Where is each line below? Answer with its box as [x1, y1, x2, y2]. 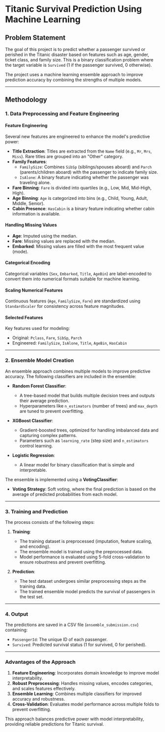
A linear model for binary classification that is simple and [19, 461, 135, 467]
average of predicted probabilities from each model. [12, 491, 118, 497]
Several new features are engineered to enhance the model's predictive [5, 134, 150, 139]
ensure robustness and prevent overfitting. [19, 559, 107, 565]
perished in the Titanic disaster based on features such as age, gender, [5, 52, 149, 57]
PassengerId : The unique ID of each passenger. [12, 637, 108, 643]
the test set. [19, 594, 44, 599]
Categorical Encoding [5, 260, 51, 266]
